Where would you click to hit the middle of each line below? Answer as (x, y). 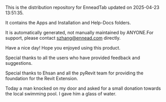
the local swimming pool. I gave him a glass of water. (61, 94)
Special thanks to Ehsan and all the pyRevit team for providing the (75, 73)
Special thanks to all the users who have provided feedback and (73, 58)
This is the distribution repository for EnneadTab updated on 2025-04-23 (82, 7)
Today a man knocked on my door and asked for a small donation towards (83, 88)
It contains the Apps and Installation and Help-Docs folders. (68, 23)
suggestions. (19, 63)
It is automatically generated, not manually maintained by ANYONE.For (79, 32)
